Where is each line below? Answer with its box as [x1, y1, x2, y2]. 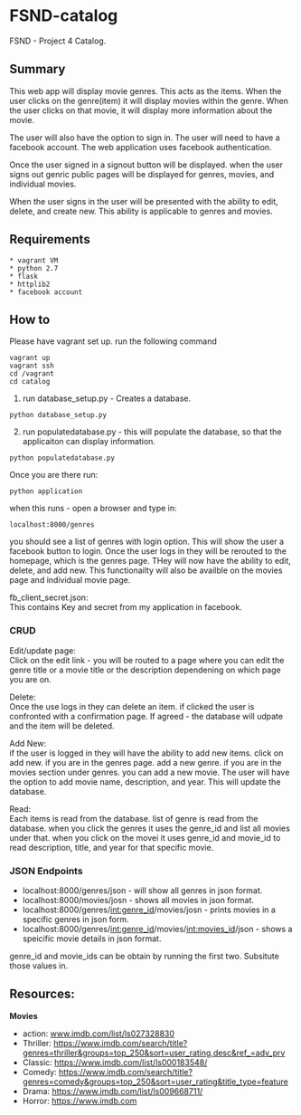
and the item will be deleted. [9, 720, 115, 731]
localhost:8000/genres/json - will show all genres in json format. [22, 884, 263, 896]
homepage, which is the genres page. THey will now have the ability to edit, [9, 556, 292, 567]
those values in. [9, 960, 69, 971]
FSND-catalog [9, 5, 118, 26]
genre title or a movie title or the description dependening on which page [9, 664, 282, 675]
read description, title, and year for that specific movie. [9, 842, 214, 853]
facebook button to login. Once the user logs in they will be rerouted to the [9, 546, 287, 557]
